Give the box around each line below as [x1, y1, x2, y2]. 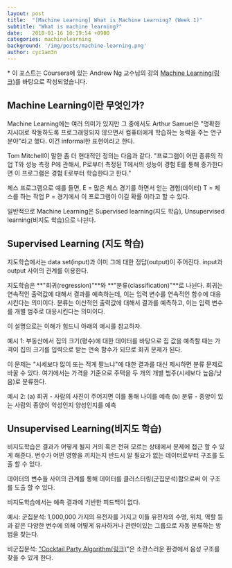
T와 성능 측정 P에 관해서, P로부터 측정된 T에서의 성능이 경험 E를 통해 [14, 160, 199, 169]
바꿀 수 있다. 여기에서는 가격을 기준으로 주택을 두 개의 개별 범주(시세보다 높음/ [7, 368, 217, 377]
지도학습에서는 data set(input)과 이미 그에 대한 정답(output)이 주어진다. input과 [7, 257, 223, 266]
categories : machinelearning [7, 36, 91, 43]
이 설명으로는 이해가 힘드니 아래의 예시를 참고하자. [7, 322, 143, 330]
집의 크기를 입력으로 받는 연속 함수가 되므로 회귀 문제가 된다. [19, 345, 183, 354]
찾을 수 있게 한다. [7, 553, 54, 562]
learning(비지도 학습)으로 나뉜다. [7, 216, 96, 224]
